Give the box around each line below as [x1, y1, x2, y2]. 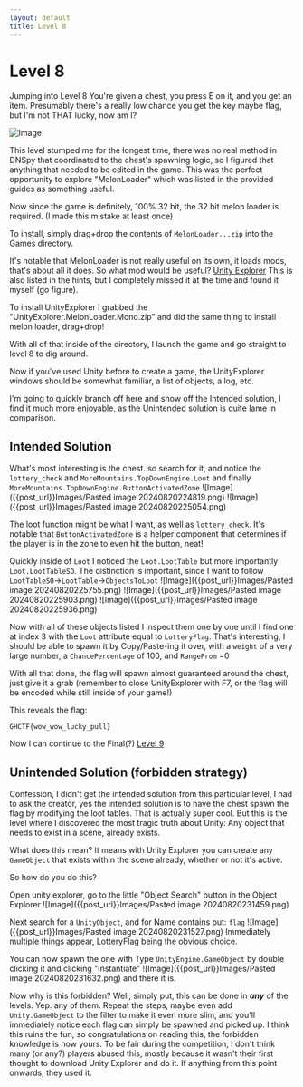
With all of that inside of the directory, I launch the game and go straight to [9, 339, 287, 350]
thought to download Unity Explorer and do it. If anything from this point [9, 1058, 278, 1069]
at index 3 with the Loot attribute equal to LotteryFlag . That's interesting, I [9, 631, 286, 642]
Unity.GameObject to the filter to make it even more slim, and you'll [9, 1010, 256, 1021]
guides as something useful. [9, 183, 115, 195]
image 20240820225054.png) [112, 501, 227, 512]
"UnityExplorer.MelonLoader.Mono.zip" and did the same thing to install [9, 312, 277, 323]
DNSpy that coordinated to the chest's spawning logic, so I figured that [9, 155, 274, 166]
